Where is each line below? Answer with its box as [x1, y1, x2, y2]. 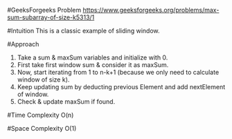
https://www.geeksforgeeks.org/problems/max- [82, 6, 220, 14]
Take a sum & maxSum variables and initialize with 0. [17, 53, 168, 62]
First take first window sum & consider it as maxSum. [17, 61, 169, 68]
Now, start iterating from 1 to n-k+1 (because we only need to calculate [17, 68, 220, 76]
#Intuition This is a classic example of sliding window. [7, 27, 161, 35]
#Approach [7, 40, 39, 48]
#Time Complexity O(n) [7, 111, 74, 119]
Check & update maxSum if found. [17, 98, 116, 106]
